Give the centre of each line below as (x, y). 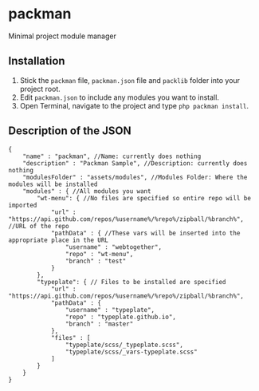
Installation (37, 61)
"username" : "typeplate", (110, 310)
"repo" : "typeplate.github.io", (121, 317)
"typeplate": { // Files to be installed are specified (131, 282)
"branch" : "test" (96, 261)
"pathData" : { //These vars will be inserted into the (145, 233)
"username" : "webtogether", (113, 247)
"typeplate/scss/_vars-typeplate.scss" (131, 352)
